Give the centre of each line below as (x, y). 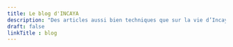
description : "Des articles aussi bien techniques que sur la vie (105, 20)
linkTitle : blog (32, 33)
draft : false (26, 26)
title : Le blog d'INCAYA (43, 13)
